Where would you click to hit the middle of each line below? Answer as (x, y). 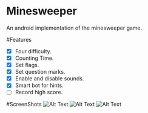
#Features (19, 39)
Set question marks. (40, 72)
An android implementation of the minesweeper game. (74, 28)
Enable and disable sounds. (49, 79)
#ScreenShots (24, 105)
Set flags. (27, 65)
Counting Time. (34, 58)
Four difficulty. (33, 51)
